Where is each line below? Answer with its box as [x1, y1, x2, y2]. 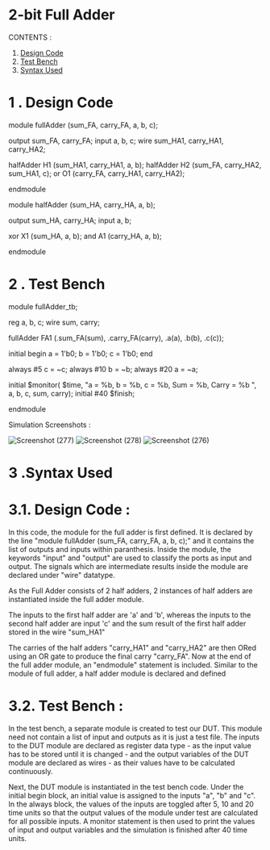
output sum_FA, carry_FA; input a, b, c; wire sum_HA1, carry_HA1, [8, 136, 224, 145]
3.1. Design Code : [8, 500, 131, 519]
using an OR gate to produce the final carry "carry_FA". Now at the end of [8, 651, 251, 661]
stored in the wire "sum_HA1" [8, 627, 106, 637]
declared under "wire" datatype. [8, 570, 115, 580]
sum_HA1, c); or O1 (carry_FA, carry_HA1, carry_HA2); [8, 168, 185, 178]
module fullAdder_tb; [8, 301, 78, 312]
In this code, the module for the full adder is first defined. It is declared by [8, 527, 253, 537]
